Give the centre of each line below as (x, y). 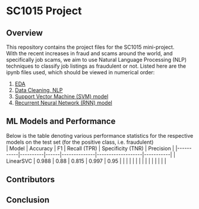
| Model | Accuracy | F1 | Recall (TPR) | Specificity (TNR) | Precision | (90, 148)
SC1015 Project (44, 11)
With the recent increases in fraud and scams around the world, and (90, 53)
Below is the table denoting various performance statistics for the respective (100, 135)
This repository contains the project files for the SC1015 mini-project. (90, 47)
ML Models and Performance (61, 121)
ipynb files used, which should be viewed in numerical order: (80, 72)
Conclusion (28, 200)
